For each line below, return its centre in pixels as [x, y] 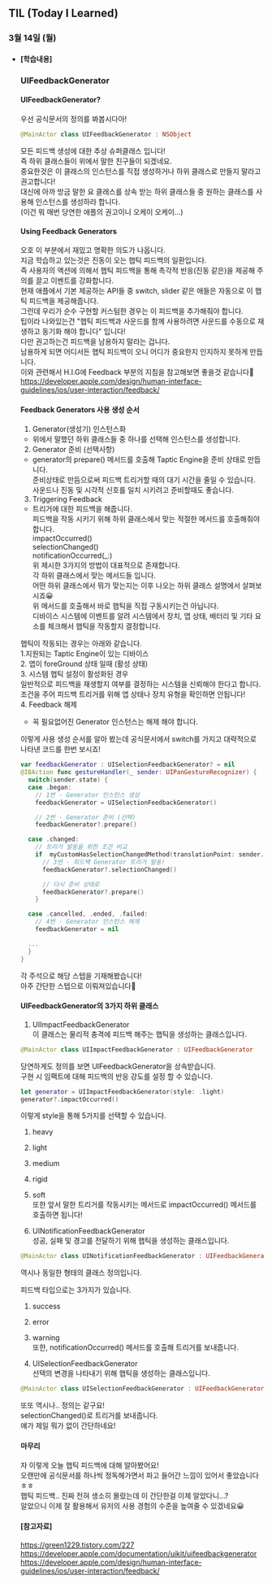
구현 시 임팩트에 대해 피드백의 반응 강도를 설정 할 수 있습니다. [117, 1076]
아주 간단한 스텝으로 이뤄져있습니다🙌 [78, 986]
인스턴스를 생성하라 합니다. [78, 202]
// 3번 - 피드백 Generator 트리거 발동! [104, 862]
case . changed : [54, 840]
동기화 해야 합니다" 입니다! [84, 332]
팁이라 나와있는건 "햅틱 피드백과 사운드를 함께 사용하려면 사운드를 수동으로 [138, 321]
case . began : [50, 787]
